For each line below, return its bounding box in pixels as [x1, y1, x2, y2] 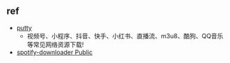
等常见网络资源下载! [26, 40, 84, 49]
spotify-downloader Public [16, 48, 93, 56]
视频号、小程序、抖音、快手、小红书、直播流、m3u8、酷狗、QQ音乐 [26, 32, 224, 40]
